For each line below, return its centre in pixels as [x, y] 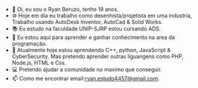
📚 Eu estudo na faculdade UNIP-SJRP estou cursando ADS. [86, 29]
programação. [29, 44]
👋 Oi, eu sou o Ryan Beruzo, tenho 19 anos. [65, 9]
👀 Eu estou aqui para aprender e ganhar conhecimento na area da [93, 37]
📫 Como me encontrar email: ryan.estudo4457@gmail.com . [86, 78]
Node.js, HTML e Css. [39, 63]
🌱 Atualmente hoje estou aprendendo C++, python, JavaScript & [91, 50]
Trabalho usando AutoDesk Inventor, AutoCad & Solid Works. [87, 22]
